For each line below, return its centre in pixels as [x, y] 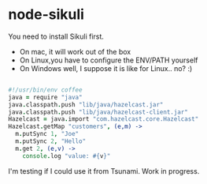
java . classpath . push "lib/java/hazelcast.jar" [86, 104]
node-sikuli [46, 15]
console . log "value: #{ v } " [67, 156]
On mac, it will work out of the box [75, 51]
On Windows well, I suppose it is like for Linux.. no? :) [106, 68]
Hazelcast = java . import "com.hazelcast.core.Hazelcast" [103, 119]
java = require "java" [45, 97]
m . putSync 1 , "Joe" [47, 134]
